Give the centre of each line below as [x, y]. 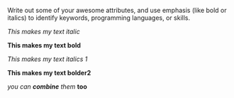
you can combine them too [47, 87]
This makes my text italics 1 [48, 59]
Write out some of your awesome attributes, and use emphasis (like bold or [117, 10]
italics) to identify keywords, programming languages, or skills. [99, 18]
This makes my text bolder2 [49, 73]
